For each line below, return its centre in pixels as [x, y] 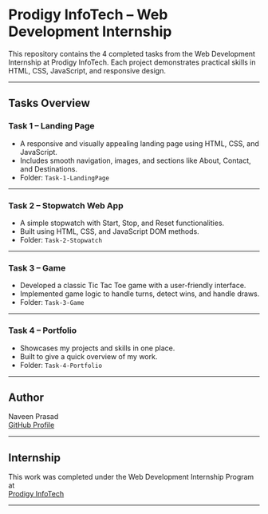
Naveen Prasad [33, 417]
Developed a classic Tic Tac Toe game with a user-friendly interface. [133, 286]
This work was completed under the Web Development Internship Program [131, 477]
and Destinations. [49, 168]
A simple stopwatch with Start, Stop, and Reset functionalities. [122, 223]
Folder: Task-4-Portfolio [61, 365]
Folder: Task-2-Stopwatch [61, 239]
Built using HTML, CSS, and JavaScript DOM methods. [109, 231]
